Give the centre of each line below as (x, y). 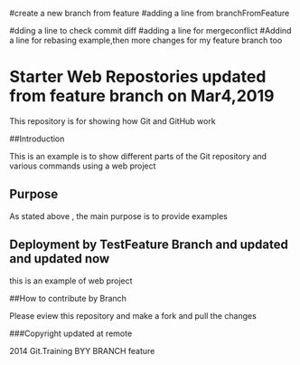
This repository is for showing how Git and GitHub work (112, 120)
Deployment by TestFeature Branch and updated (149, 245)
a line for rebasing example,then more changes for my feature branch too (146, 40)
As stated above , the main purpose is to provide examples (118, 216)
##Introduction (37, 139)
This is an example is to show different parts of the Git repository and (138, 156)
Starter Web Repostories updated (138, 77)
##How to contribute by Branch (68, 298)
